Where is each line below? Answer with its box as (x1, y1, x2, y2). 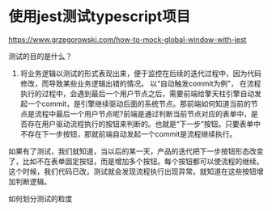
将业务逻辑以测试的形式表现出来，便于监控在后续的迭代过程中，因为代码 (19, 68, 261, 78)
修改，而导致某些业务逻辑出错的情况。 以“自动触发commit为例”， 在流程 (19, 78, 261, 88)
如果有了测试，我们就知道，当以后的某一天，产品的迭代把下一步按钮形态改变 (8, 146, 264, 156)
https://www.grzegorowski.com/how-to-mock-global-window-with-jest (8, 34, 247, 44)
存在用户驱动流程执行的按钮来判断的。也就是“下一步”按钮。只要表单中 (27, 119, 261, 129)
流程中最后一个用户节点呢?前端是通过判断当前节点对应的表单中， (34, 108, 251, 118)
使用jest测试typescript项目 (8, 7, 191, 26)
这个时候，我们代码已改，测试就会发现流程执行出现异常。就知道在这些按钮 (8, 167, 257, 176)
